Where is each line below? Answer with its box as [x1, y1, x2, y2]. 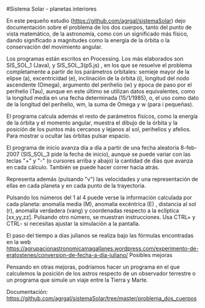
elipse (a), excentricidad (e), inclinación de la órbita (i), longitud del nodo [6, 75, 190, 82]
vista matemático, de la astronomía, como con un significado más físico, [6, 30, 188, 37]
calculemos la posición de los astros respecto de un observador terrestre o [6, 270, 196, 277]
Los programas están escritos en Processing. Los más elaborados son [6, 55, 184, 62]
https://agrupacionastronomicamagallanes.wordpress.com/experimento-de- [6, 245, 199, 252]
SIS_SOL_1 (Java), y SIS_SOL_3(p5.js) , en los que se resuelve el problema [6, 61, 192, 69]
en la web [6, 239, 31, 245]
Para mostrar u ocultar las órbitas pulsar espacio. [6, 132, 130, 139]
